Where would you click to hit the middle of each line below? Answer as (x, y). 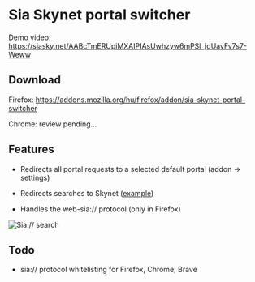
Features (31, 150)
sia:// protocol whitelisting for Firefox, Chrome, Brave (108, 270)
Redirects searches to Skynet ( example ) (87, 193)
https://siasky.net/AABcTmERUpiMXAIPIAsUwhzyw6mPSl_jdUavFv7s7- (128, 45)
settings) (35, 177)
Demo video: (30, 37)
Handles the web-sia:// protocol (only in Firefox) (100, 209)
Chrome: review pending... (53, 124)
